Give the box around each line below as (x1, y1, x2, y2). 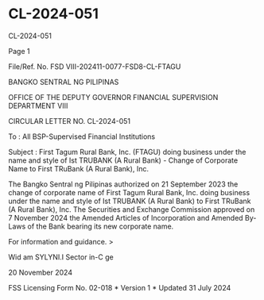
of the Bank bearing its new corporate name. (27, 221, 174, 231)
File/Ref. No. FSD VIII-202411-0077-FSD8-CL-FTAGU (8, 61, 181, 71)
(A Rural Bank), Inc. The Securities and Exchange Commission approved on (8, 204, 255, 214)
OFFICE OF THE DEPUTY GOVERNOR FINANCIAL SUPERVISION (8, 92, 219, 102)
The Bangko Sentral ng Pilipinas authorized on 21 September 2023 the (8, 179, 239, 189)
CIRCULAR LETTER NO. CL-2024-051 (8, 116, 131, 125)
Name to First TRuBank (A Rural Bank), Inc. (8, 163, 149, 173)
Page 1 (8, 46, 30, 56)
